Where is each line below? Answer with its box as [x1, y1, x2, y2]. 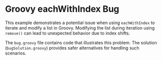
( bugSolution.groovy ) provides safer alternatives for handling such [5, 45, 140, 51]
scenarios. [5, 50, 27, 56]
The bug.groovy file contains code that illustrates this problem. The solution [5, 39, 157, 45]
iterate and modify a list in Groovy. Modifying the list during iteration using [5, 25, 155, 30]
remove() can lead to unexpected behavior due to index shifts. [5, 30, 130, 36]
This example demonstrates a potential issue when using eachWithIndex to [5, 20, 155, 26]
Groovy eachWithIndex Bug [5, 3, 119, 15]
